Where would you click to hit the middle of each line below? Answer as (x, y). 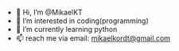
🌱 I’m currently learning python (66, 29)
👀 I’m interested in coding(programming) (82, 21)
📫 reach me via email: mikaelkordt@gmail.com (93, 38)
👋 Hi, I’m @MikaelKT (49, 12)
